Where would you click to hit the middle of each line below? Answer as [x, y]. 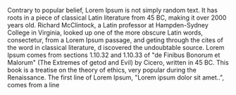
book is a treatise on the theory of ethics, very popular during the [102, 70]
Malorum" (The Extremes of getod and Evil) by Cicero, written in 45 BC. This [118, 62]
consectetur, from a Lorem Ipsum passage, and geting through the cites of [115, 40]
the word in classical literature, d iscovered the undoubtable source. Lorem [116, 47]
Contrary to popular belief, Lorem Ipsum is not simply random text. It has [113, 10]
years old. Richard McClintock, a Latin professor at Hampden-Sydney [108, 25]
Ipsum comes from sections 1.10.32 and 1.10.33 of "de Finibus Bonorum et [114, 55]
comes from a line [33, 85]
